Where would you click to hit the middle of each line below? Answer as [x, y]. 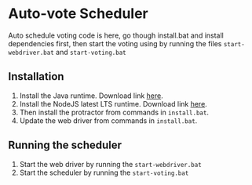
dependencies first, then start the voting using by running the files [115, 43]
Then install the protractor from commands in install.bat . [114, 112]
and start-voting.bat [91, 52]
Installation [36, 76]
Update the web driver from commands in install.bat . [108, 120]
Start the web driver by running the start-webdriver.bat [110, 164]
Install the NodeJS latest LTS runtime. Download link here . [113, 103]
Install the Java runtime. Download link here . [91, 96]
